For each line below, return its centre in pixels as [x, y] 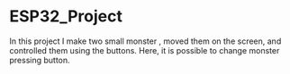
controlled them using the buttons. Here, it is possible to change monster [145, 50]
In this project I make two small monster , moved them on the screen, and [145, 41]
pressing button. [40, 60]
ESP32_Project [66, 16]
